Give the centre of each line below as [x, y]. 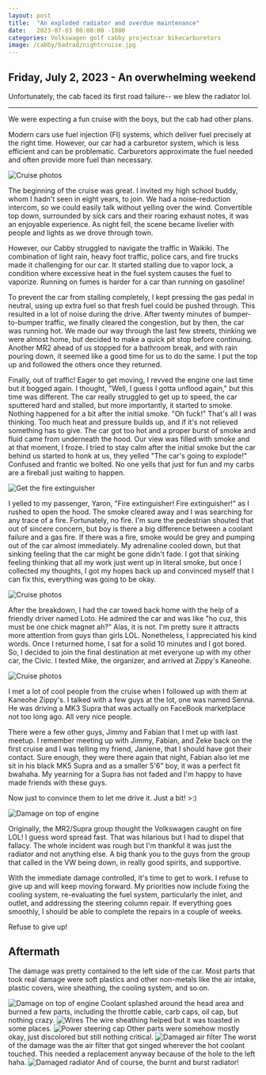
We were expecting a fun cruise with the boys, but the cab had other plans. [131, 119]
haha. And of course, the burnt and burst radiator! [123, 1062]
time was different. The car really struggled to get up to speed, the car [123, 397]
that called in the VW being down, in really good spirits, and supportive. [125, 862]
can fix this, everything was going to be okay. [82, 579]
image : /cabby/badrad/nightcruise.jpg [72, 45]
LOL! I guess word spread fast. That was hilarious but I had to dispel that [126, 837]
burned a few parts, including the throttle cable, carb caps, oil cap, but [123, 1012]
